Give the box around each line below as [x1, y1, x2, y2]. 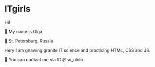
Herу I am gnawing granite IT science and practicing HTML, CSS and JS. [4, 47, 151, 53]
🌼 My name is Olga [4, 28, 42, 34]
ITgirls [4, 3, 31, 14]
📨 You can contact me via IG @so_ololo [4, 56, 83, 62]
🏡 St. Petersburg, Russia [4, 38, 53, 44]
